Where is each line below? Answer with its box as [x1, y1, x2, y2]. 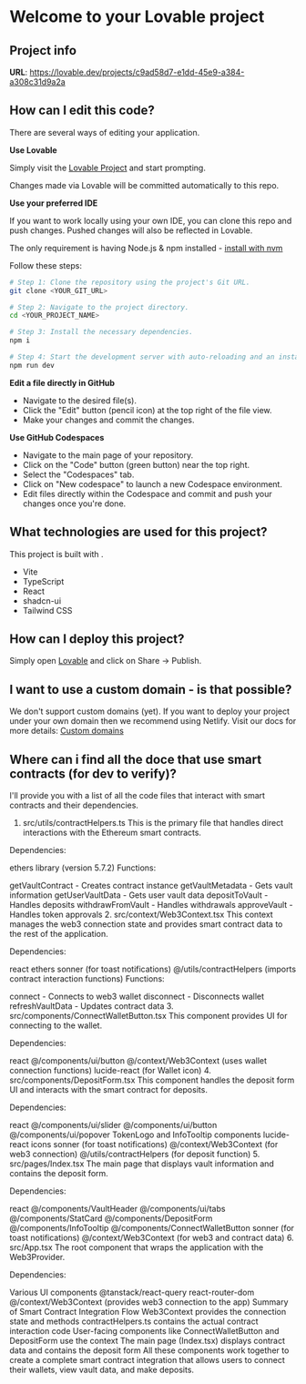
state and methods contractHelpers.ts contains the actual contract [9, 1316, 259, 1327]
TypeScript [22, 575, 65, 586]
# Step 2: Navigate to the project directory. [9, 302, 189, 311]
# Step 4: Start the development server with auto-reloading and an [9, 352, 275, 361]
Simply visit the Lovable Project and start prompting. [9, 162, 207, 173]
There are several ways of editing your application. [9, 127, 200, 137]
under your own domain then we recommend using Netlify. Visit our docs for [9, 716, 297, 727]
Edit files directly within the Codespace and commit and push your [22, 488, 272, 499]
